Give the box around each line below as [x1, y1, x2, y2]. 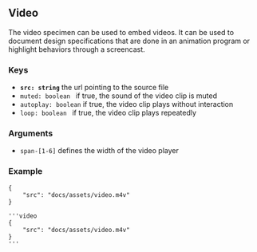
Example [8, 166, 43, 177]
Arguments [8, 128, 53, 139]
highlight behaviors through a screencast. [8, 44, 145, 54]
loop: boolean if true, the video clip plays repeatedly [19, 108, 197, 118]
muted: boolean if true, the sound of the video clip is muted [19, 91, 218, 100]
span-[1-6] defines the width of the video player [19, 146, 180, 156]
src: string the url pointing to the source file [19, 83, 169, 93]
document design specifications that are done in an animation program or [8, 36, 250, 45]
